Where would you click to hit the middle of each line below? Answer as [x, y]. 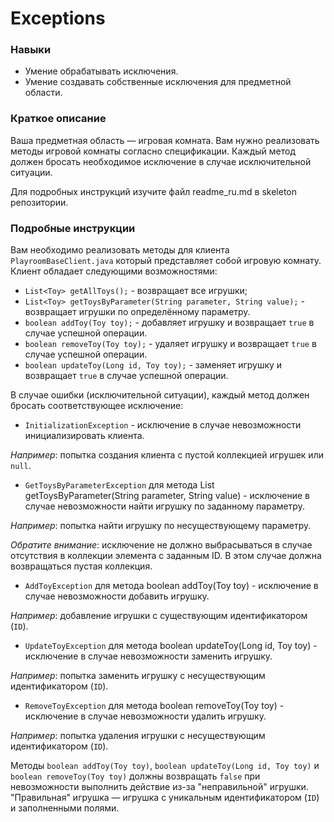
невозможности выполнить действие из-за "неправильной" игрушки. [159, 787]
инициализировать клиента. [84, 436]
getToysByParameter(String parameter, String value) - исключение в [167, 496]
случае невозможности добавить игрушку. [117, 596]
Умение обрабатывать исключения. [101, 71]
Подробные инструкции [73, 228]
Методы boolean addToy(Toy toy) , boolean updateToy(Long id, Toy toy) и [165, 766]
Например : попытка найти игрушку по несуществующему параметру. [161, 526]
